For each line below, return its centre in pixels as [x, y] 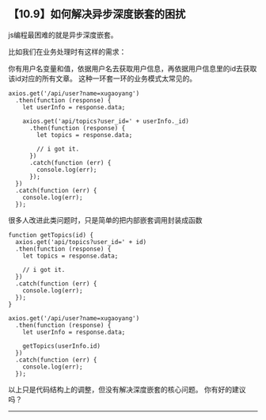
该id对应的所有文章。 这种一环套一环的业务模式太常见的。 [102, 78]
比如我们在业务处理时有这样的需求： [67, 52]
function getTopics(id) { [51, 235]
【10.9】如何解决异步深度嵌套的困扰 [97, 14]
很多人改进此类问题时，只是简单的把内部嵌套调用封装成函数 [105, 220]
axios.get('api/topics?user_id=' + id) [81, 242]
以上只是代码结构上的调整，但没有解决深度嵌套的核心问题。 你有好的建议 [127, 389]
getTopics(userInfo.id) [62, 346]
